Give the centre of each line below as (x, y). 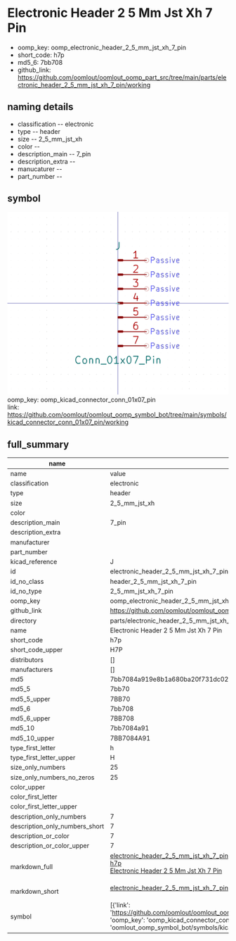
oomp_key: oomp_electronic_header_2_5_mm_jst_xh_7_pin (102, 47)
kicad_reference (34, 562)
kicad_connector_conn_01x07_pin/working (68, 422)
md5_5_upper (30, 699)
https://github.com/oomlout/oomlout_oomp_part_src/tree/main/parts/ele (122, 77)
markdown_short (34, 892)
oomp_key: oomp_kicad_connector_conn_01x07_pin (81, 400)
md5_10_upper (32, 738)
